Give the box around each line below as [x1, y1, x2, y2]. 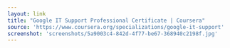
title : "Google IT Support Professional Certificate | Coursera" [7, 17, 205, 24]
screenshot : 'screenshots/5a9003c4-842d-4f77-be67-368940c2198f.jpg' [7, 30, 219, 37]
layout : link [7, 10, 46, 18]
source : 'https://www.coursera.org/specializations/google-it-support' [7, 23, 224, 30]
